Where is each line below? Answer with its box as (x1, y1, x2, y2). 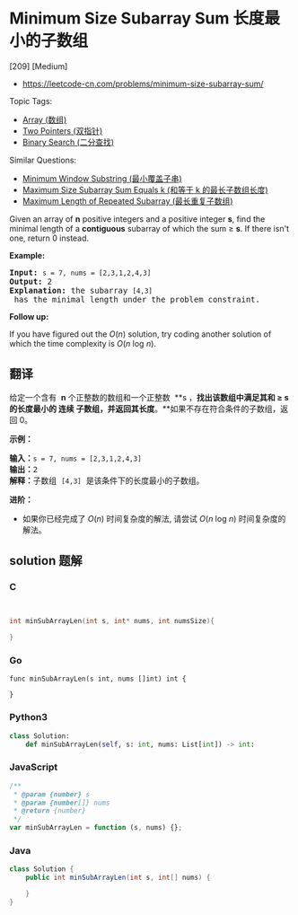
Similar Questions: (9, 154, 77, 165)
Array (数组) (22, 114, 67, 125)
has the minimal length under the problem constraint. (13, 294, 260, 304)
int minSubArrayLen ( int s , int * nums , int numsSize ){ (9, 617, 215, 626)
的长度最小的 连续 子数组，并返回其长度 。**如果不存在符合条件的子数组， (9, 403, 281, 414)
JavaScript (9, 761, 58, 773)
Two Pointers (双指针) (22, 125, 103, 136)
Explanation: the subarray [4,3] (9, 285, 153, 295)
